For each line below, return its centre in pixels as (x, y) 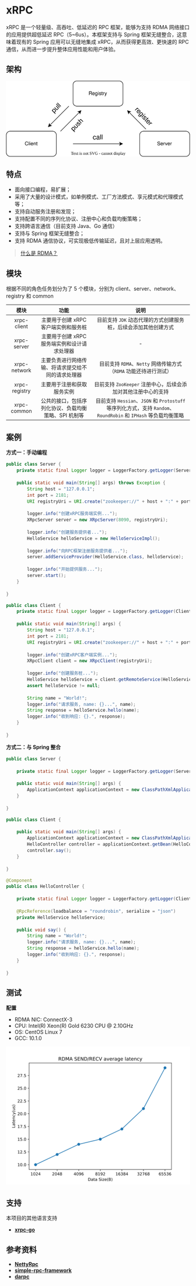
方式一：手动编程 (27, 452)
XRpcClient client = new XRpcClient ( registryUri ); (90, 661)
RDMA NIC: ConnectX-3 (43, 1019)
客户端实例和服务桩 (64, 327)
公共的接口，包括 (61, 400)
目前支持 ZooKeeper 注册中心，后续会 (138, 384)
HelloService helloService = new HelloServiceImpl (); (94, 538)
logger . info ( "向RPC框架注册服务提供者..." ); (78, 551)
